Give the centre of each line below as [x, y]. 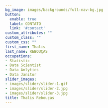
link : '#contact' [28, 28]
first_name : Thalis [25, 47]
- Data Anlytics [22, 70]
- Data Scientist [23, 65]
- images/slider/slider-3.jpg [37, 93]
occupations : [19, 56]
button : [13, 14]
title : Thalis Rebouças [30, 98]
